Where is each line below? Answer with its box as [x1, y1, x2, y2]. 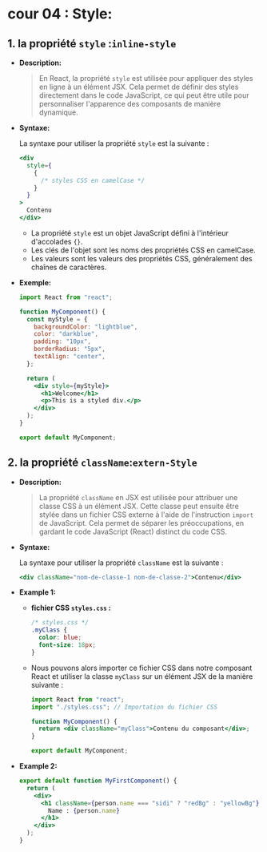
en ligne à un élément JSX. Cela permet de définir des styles [38, 82, 239, 91]
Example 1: [18, 588, 57, 597]
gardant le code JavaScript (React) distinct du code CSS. [38, 527, 227, 536]
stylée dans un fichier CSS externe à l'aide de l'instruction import [38, 510, 254, 519]
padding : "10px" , [34, 337, 92, 345]
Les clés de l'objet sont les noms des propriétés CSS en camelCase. [30, 245, 257, 255]
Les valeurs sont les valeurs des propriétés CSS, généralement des [30, 253, 253, 263]
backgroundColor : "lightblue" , [34, 322, 138, 331]
